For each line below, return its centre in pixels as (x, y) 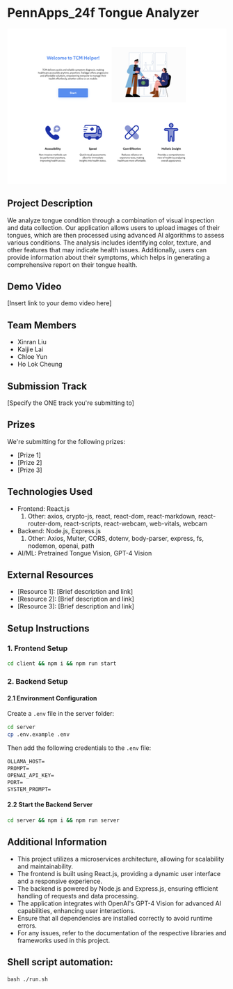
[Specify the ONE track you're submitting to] (71, 403)
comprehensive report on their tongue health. (72, 264)
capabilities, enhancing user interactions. (76, 910)
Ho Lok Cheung (40, 365)
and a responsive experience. (60, 881)
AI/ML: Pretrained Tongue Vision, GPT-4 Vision (85, 553)
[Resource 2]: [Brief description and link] (75, 599)
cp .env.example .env (39, 735)
